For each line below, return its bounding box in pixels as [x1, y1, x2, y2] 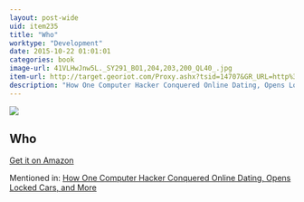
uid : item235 [9, 22, 59, 31]
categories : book [9, 55, 75, 64]
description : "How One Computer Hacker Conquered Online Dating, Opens [9, 81, 285, 90]
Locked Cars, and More [9, 182, 97, 193]
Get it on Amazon [9, 155, 74, 166]
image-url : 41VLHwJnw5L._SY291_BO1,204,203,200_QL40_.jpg [9, 64, 233, 73]
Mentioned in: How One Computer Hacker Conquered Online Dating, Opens [9, 173, 291, 184]
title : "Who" [9, 30, 59, 39]
